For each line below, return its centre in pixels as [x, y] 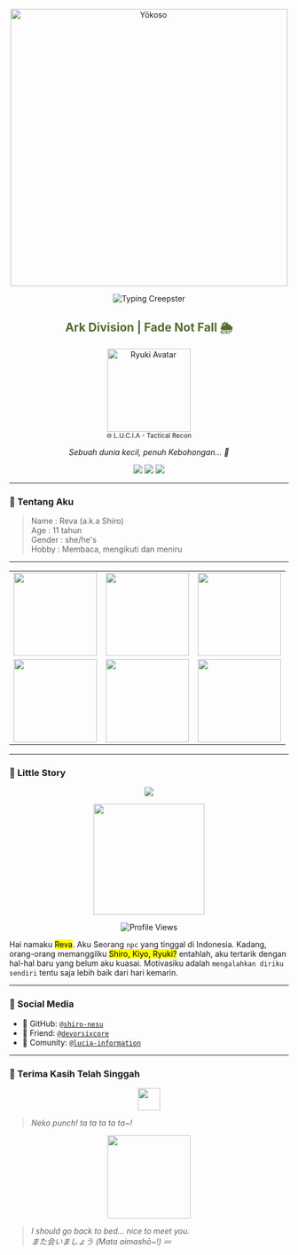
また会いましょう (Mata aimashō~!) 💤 [101, 1241]
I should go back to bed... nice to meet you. [110, 1231]
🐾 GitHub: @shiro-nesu [63, 1024]
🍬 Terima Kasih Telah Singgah [74, 1073]
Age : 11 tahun [56, 530]
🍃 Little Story [38, 773]
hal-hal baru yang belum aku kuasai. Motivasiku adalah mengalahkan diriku [146, 963]
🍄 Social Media [42, 1004]
